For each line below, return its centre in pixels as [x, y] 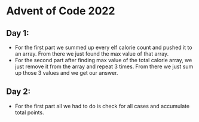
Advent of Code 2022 [61, 11]
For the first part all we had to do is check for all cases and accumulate [102, 106]
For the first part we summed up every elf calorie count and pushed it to [103, 47]
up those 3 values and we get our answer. [66, 73]
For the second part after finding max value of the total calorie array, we [103, 60]
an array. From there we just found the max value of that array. [92, 54]
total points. [29, 112]
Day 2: [19, 92]
